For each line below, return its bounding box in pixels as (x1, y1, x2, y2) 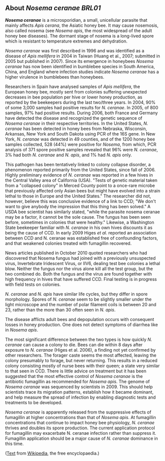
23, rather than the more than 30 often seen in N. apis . (5, 307, 116, 313)
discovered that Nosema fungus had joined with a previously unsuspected (5, 255, 156, 261)
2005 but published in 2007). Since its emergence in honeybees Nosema (5, 58, 154, 64)
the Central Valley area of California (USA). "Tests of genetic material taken (5, 177, 158, 183)
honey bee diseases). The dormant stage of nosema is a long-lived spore (5, 33, 154, 39)
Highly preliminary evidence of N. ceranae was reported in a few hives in (5, 172, 153, 178)
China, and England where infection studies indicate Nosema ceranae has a (5, 69, 159, 75)
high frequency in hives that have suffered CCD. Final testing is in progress (5, 276, 157, 282)
